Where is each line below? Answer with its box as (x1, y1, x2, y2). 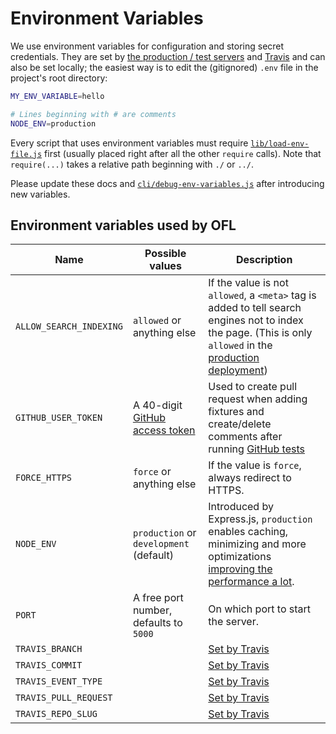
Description (235, 253, 293, 267)
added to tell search (208, 301, 302, 315)
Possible (144, 247, 187, 261)
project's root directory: (10, 72, 108, 84)
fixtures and (208, 405, 265, 419)
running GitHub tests (208, 442, 305, 456)
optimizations (208, 550, 272, 564)
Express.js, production (208, 512, 313, 526)
